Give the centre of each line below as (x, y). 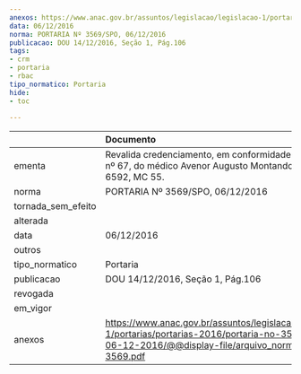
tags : (19, 51)
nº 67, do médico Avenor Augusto (176, 166)
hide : (19, 92)
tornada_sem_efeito (55, 206)
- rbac (21, 76)
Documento (131, 140)
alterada (31, 221)
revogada (34, 294)
